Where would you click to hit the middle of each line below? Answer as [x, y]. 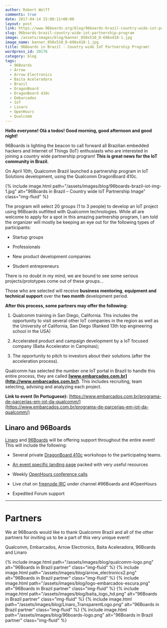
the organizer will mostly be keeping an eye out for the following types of [80, 222]
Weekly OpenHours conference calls [50, 474]
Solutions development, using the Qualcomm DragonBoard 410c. [71, 176]
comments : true [21, 14]
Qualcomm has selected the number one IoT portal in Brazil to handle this [80, 371]
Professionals [26, 247]
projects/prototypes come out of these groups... [54, 281]
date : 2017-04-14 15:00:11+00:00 [40, 19]
